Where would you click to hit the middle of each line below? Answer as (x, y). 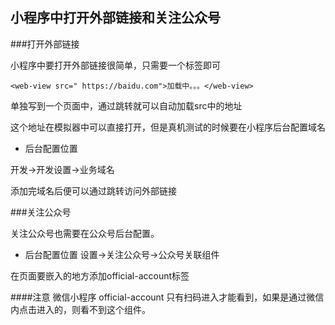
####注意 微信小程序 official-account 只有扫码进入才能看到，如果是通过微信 (167, 297)
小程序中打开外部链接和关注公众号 (115, 18)
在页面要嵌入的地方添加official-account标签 (100, 275)
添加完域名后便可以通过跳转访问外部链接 (93, 190)
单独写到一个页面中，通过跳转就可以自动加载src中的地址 (126, 105)
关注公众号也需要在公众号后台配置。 (85, 233)
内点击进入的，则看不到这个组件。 (80, 309)
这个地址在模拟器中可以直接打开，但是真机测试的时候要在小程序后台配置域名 (168, 127)
